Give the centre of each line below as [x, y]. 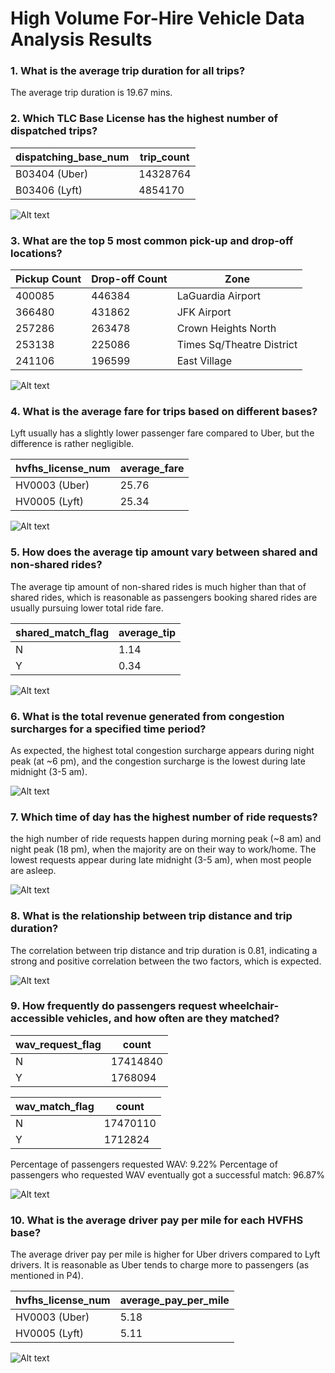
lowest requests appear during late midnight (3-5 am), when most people [161, 860]
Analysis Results [81, 39]
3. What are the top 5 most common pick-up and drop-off [152, 240]
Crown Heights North [226, 329]
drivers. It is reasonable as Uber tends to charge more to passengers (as [160, 1265]
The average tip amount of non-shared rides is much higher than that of [158, 586]
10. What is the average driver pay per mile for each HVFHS [157, 1220]
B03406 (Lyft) [49, 190]
